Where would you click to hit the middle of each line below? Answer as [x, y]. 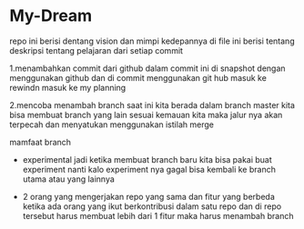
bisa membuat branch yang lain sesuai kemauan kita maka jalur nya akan [146, 114]
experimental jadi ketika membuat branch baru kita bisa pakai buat [147, 159]
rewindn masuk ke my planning [68, 87]
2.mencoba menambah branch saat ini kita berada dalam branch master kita [152, 105]
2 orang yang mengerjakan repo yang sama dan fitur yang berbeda [148, 196]
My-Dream [51, 16]
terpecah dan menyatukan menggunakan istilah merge [111, 124]
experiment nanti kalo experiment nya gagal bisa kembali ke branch [149, 169]
